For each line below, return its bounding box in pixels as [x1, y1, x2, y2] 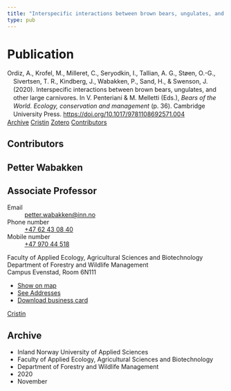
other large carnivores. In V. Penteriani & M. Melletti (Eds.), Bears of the [13, 94, 216, 102]
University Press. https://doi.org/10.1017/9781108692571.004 [13, 110, 185, 118]
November [17, 377, 48, 385]
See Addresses [17, 289, 61, 297]
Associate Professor [7, 184, 97, 197]
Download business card [17, 296, 89, 305]
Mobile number [7, 233, 50, 241]
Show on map [17, 281, 57, 290]
